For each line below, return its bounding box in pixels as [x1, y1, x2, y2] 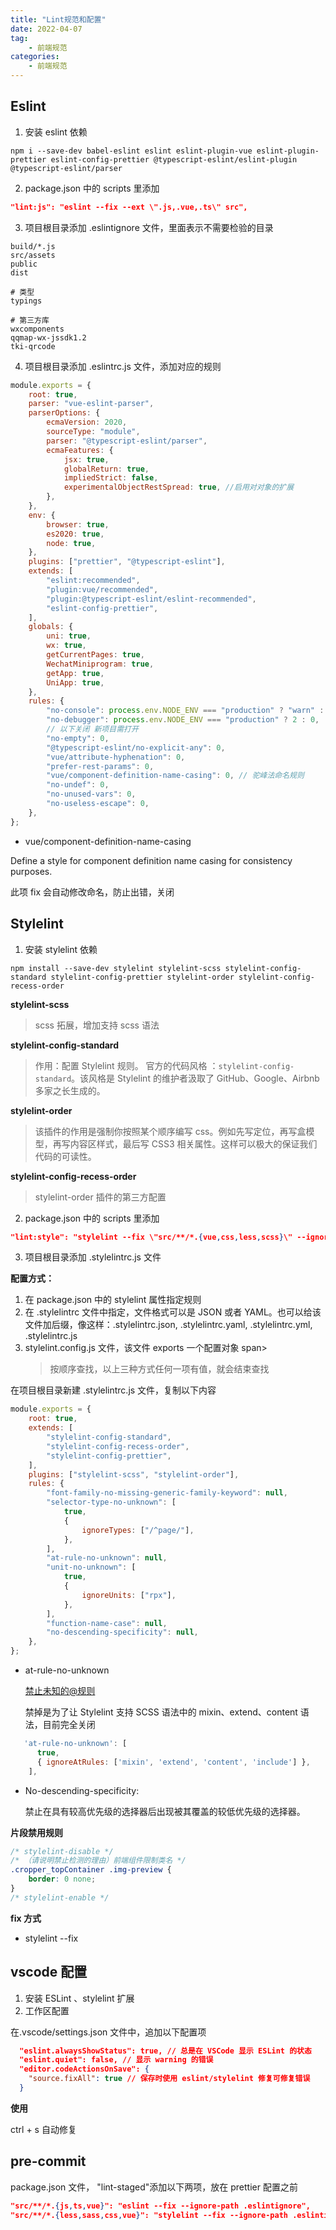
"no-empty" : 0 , [46, 733, 110, 743]
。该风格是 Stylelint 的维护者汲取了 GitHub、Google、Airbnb [71, 1072, 320, 1084]
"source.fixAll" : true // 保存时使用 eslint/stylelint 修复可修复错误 [28, 2074, 311, 2084]
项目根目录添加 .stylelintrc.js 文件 [24, 1251, 162, 1263]
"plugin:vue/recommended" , [46, 584, 159, 595]
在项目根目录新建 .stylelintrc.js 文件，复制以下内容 [10, 1384, 217, 1396]
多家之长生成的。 [34, 1084, 106, 1096]
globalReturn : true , [63, 464, 150, 474]
